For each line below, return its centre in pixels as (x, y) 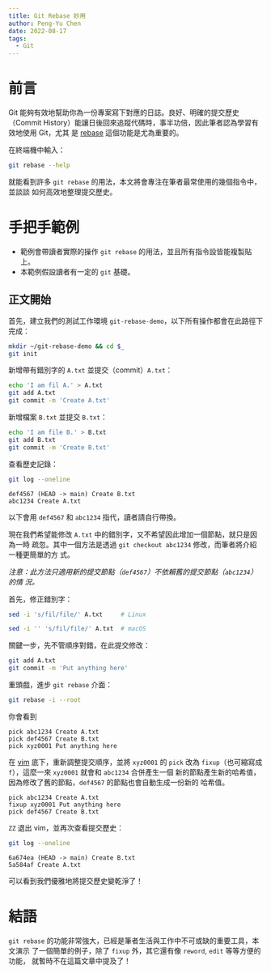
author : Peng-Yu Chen (45, 23)
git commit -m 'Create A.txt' (59, 401)
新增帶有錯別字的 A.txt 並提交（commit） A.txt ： (91, 370)
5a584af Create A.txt (45, 865)
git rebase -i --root (45, 700)
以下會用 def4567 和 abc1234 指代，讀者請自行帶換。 (94, 517)
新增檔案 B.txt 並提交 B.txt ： (58, 417)
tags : (17, 38)
